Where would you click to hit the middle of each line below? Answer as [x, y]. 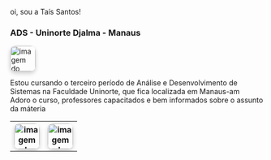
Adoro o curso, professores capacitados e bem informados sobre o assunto [137, 100]
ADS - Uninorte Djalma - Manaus [75, 32]
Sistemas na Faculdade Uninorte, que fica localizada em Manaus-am [125, 92]
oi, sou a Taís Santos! [45, 12]
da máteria [28, 109]
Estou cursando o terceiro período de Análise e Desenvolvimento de [124, 83]
